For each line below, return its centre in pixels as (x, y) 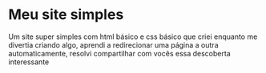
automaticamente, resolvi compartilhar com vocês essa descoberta (119, 53)
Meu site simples (66, 15)
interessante (29, 62)
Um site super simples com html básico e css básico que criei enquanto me (133, 36)
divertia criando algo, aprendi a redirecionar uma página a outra (113, 44)
